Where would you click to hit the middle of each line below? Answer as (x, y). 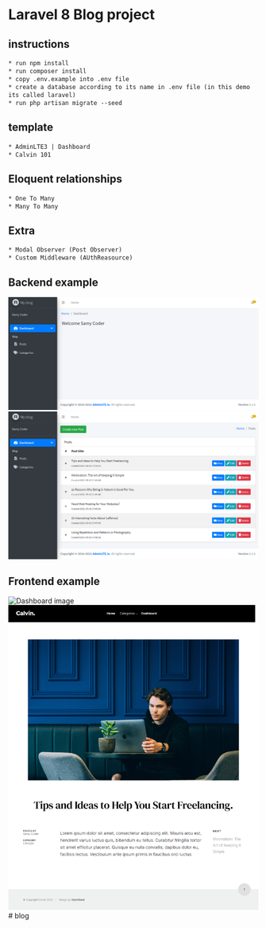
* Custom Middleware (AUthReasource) (71, 258)
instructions (39, 44)
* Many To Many (33, 206)
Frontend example (54, 581)
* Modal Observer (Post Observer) (66, 250)
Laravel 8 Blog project (82, 15)
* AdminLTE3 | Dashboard (49, 146)
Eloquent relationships (66, 179)
